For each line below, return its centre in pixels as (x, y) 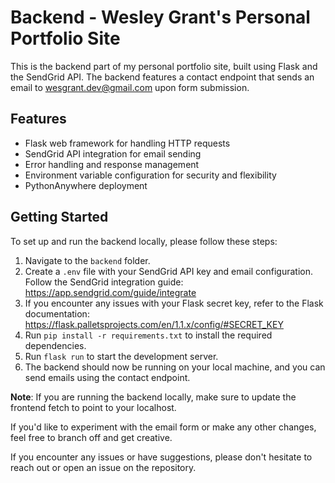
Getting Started (59, 217)
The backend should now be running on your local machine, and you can (175, 367)
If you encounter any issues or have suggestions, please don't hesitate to (161, 457)
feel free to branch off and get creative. (91, 437)
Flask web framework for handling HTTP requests (127, 143)
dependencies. (55, 345)
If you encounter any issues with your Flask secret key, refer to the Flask (174, 303)
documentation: (57, 313)
